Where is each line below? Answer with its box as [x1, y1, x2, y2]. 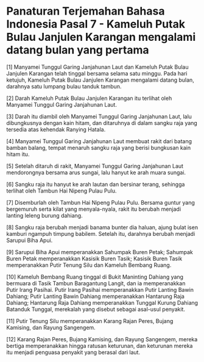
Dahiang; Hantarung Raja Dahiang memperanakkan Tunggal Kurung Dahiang [6, 299, 199, 306]
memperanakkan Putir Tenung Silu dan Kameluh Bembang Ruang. [6, 261, 172, 269]
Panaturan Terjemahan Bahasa [6, 4, 165, 18]
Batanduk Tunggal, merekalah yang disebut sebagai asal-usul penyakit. [6, 305, 186, 313]
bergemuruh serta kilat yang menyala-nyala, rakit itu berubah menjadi [6, 205, 181, 213]
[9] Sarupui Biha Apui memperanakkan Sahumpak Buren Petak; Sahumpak [6, 248, 193, 255]
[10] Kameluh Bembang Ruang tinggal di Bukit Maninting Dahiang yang [6, 273, 184, 280]
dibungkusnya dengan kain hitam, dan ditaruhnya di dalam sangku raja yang [6, 119, 198, 126]
